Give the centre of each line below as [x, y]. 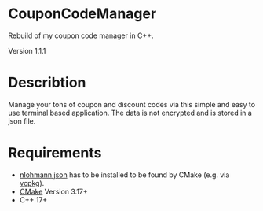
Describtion [47, 83]
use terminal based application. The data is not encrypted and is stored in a [130, 113]
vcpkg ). [32, 183]
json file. [22, 121]
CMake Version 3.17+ [53, 191]
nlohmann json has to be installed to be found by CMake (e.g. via [124, 175]
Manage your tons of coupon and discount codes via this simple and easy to [132, 104]
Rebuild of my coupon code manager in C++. [81, 35]
